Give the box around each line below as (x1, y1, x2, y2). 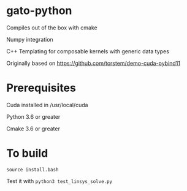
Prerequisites (6, 81, 77, 95)
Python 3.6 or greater (6, 113, 61, 120)
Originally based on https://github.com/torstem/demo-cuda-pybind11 (6, 59, 181, 67)
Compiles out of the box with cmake (6, 24, 97, 31)
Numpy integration (6, 36, 53, 43)
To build (6, 146, 48, 160)
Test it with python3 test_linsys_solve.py (6, 177, 113, 184)
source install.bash (6, 167, 59, 173)
